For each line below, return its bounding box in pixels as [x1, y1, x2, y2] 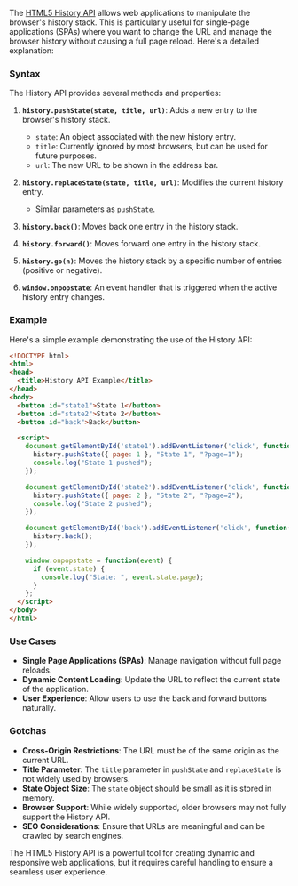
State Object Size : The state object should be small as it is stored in [21, 783, 272, 793]
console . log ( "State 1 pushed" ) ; [32, 458, 153, 468]
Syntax [9, 67, 41, 79]
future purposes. [35, 150, 98, 161]
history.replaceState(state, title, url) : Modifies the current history [21, 177, 284, 188]
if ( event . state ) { [32, 564, 105, 573]
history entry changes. [21, 292, 105, 302]
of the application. [21, 684, 89, 695]
